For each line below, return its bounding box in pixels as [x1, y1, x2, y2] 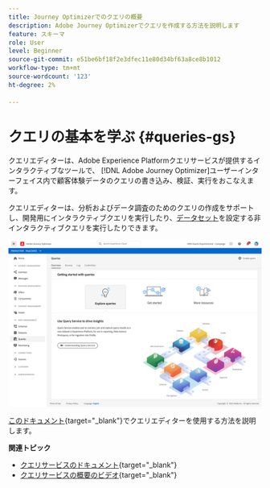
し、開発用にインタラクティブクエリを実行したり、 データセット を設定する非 [8, 213, 261, 223]
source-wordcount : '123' [8, 72, 92, 81]
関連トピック [8, 443, 51, 453]
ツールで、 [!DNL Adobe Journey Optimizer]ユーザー [63, 166, 239, 176]
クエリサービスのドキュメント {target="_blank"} [19, 460, 178, 470]
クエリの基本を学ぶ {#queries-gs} [8, 127, 236, 146]
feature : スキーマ [8, 30, 66, 38]
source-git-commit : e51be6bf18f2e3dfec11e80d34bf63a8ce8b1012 [8, 56, 221, 64]
